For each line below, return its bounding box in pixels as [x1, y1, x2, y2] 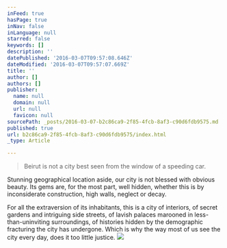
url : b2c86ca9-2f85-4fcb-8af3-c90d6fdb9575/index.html [7, 131, 167, 138]
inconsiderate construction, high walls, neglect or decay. [7, 190, 167, 199]
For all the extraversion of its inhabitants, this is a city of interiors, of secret [7, 203, 218, 212]
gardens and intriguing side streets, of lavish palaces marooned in [7, 210, 193, 219]
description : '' [7, 49, 53, 55]
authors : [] [7, 80, 41, 87]
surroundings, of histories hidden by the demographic [51, 218, 204, 226]
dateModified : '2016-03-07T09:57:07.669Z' [7, 61, 130, 68]
